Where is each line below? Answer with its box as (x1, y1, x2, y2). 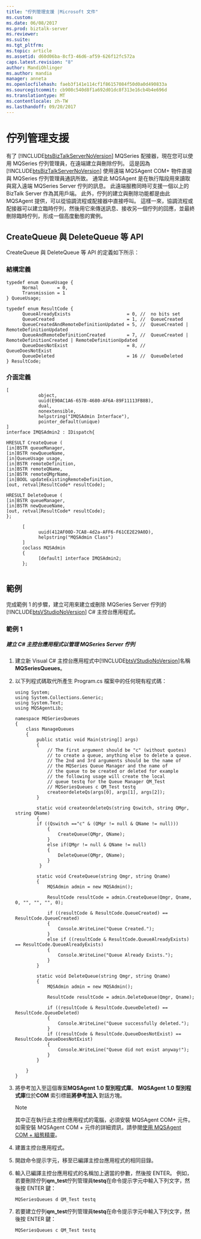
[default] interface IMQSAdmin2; (38, 555, 121, 562)
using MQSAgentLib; (14, 705, 64, 711)
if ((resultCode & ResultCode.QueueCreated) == (47, 910, 168, 916)
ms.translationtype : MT (6, 92, 66, 98)
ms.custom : (6, 14, 33, 20)
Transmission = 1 (22, 289, 66, 296)
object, (38, 392, 58, 398)
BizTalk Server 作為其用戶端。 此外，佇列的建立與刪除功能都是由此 (6, 190, 170, 197)
